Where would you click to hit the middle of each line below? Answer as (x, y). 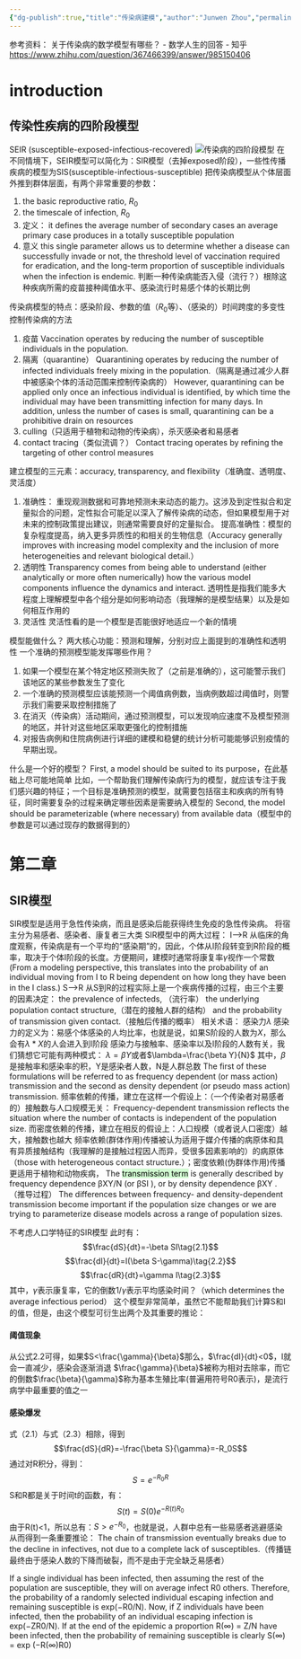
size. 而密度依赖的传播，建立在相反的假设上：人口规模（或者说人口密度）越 (149, 1129)
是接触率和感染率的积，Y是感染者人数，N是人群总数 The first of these (138, 1066)
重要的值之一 (64, 1390)
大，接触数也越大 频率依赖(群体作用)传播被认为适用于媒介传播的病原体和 (143, 1140)
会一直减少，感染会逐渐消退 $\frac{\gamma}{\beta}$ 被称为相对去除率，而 (146, 1368)
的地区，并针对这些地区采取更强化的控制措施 (105, 728)
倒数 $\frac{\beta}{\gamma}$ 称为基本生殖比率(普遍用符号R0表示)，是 (145, 1379)
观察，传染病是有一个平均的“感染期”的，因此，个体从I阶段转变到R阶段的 (150, 946)
